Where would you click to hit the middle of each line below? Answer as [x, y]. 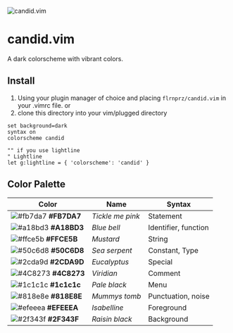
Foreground [167, 308]
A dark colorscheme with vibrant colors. [65, 58]
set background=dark [38, 126]
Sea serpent [112, 250]
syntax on [22, 132]
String [158, 239]
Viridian [104, 273]
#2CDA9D [67, 262]
